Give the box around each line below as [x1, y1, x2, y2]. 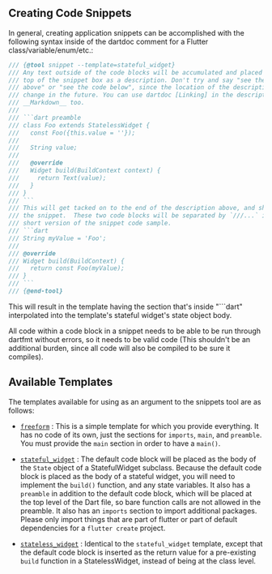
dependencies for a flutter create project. [19, 523, 166, 533]
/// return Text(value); [8, 173, 107, 182]
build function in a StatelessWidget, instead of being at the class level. [19, 555, 257, 566]
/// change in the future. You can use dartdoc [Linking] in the [8, 91, 233, 100]
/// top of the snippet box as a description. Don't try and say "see [8, 76, 252, 84]
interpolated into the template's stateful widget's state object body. [8, 310, 232, 319]
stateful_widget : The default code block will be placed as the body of [19, 454, 257, 464]
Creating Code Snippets [8, 6, 132, 20]
